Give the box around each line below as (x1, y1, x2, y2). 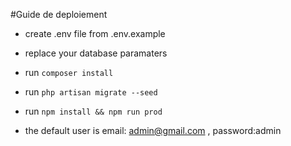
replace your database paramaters (24, 47, 168, 59)
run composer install (24, 67, 114, 78)
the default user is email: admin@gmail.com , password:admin (24, 125, 282, 136)
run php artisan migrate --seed (24, 86, 158, 98)
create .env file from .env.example (24, 28, 166, 39)
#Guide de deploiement (10, 9, 108, 20)
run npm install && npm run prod (24, 105, 163, 117)
